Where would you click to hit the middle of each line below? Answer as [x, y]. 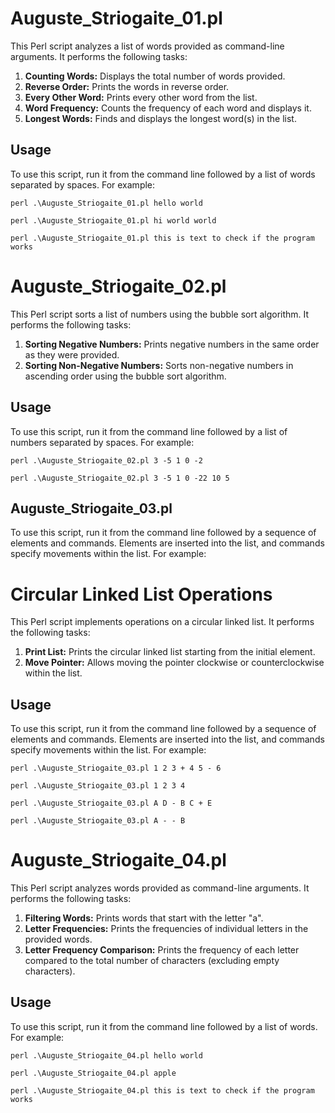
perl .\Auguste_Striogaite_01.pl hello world [106, 203]
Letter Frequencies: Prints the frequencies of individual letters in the [166, 928]
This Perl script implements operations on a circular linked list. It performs [162, 622]
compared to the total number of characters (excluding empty [152, 960]
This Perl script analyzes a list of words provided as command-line [147, 46]
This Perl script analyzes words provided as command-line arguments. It [160, 888]
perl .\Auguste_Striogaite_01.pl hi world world [113, 220]
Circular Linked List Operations [141, 594]
